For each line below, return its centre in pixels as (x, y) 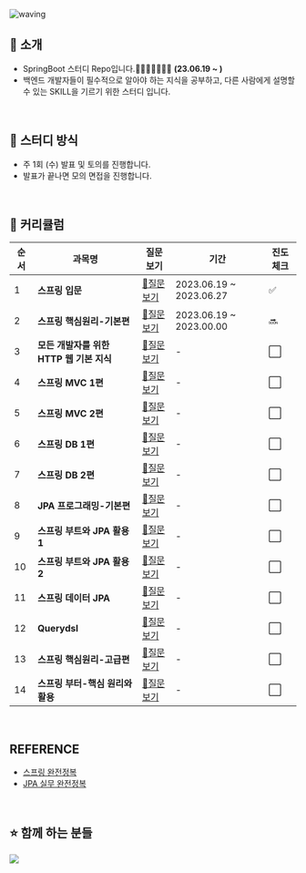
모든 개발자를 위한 (74, 345)
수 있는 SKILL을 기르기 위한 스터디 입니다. (97, 91)
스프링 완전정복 (50, 772)
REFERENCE (45, 749)
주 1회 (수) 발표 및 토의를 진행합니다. (87, 164)
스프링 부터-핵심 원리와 (85, 683)
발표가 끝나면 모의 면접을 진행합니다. (87, 175)
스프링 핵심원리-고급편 (84, 660)
